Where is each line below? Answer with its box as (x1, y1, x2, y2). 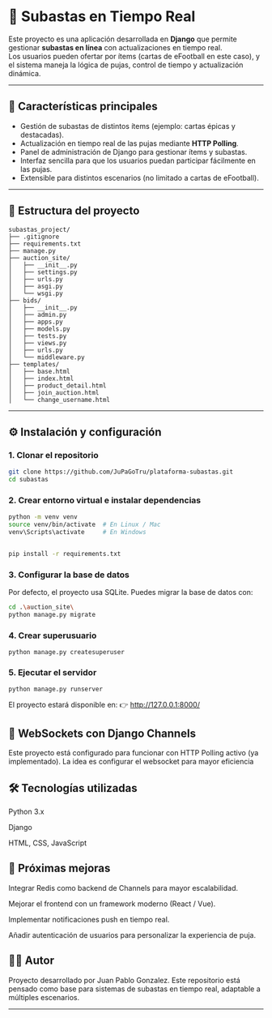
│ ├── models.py (8, 324, 70, 333)
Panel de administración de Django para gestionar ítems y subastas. (19, 147, 248, 156)
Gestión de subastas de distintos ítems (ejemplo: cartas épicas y (19, 121, 236, 130)
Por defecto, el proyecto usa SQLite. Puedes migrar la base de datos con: (8, 588, 253, 597)
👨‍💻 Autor (8, 954, 55, 968)
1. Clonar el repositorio (8, 449, 99, 460)
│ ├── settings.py (8, 267, 79, 276)
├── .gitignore (8, 233, 60, 241)
